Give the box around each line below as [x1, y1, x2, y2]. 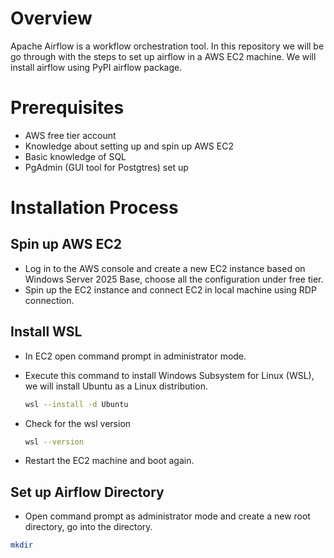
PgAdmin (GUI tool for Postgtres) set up [24, 161, 189, 173]
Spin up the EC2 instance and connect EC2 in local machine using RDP [24, 283, 317, 296]
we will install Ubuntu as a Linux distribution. [24, 380, 208, 392]
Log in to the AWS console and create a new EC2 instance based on [24, 262, 306, 274]
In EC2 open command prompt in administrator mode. [24, 350, 247, 362]
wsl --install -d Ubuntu [24, 399, 129, 409]
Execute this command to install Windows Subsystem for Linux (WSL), [24, 369, 315, 381]
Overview [10, 7, 93, 30]
